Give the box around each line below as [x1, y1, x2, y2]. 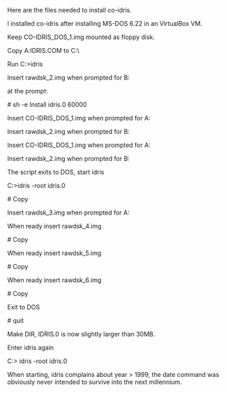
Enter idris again [7, 344, 54, 351]
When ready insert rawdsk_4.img [7, 222, 102, 230]
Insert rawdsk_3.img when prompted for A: [7, 208, 130, 217]
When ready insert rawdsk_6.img [7, 276, 102, 284]
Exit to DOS [7, 303, 40, 311]
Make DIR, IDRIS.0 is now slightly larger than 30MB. [7, 330, 156, 338]
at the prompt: [7, 87, 48, 95]
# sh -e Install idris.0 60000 [7, 100, 87, 109]
